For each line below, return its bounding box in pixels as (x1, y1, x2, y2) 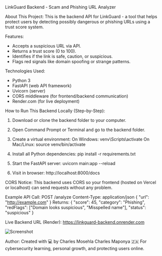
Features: (5, 34, 24, 39)
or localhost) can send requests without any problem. (5, 185, 113, 190)
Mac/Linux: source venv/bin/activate (12, 141, 86, 147)
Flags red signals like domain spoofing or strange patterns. (12, 59, 131, 64)
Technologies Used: (5, 68, 45, 74)
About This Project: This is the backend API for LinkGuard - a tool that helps (5, 14, 158, 19)
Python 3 (12, 78, 31, 83)
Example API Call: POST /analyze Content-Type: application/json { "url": (5, 194, 150, 200)
